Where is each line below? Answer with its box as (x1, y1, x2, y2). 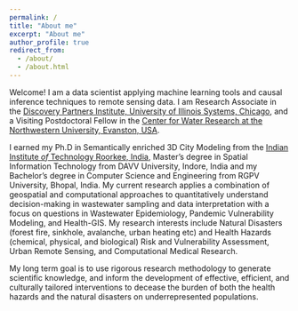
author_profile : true (9, 37, 90, 47)
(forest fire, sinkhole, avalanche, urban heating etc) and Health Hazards (9, 227, 272, 237)
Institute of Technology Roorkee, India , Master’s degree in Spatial (9, 151, 249, 162)
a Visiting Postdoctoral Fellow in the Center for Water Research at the (9, 115, 263, 125)
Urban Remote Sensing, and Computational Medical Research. (9, 245, 238, 256)
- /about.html (17, 63, 69, 72)
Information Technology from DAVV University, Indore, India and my (9, 161, 258, 171)
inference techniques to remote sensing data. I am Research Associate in (9, 96, 278, 107)
